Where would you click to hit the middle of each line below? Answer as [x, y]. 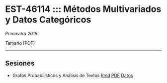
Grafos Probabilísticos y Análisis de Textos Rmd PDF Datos [73, 75]
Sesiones [20, 63]
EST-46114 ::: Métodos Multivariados [83, 9]
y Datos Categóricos [48, 20]
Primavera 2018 [21, 33]
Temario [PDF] [20, 43]
